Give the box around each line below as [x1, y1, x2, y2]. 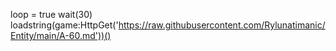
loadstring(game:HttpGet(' [10, 19, 119, 31]
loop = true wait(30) [10, 9, 93, 20]
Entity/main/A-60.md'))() [10, 30, 112, 41]
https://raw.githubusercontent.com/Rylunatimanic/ [118, 19, 326, 31]
